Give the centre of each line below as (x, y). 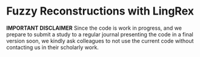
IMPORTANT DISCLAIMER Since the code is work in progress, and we (94, 28)
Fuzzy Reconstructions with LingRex (100, 11)
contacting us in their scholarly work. (52, 47)
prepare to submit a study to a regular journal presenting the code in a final (100, 34)
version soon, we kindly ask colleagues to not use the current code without (100, 41)
